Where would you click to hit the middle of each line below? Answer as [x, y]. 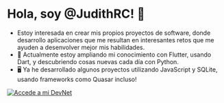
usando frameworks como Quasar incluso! [77, 79]
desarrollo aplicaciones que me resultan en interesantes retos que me [115, 40]
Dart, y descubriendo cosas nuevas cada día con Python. [98, 61]
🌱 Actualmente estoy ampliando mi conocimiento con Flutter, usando [114, 55]
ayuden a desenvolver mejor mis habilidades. [81, 47]
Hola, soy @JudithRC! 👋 [76, 14]
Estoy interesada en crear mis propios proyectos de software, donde [114, 33]
